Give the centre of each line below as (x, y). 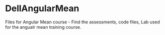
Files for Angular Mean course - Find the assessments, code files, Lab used (82, 22)
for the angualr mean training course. (43, 27)
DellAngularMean (42, 9)
